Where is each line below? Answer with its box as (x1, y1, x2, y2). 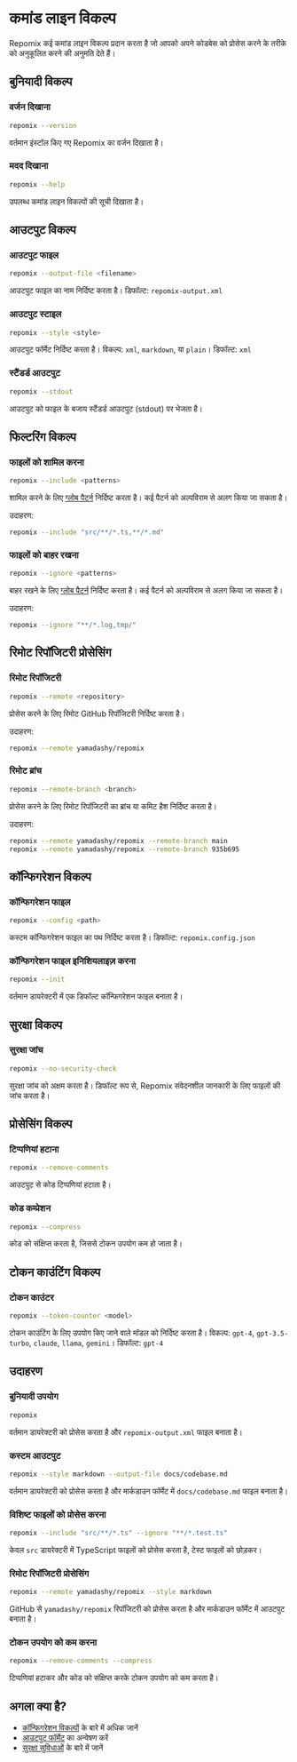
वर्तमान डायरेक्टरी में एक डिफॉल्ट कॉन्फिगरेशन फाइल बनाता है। (9, 991, 184, 1002)
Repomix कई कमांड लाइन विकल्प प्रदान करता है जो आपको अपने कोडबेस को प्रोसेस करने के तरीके (9, 37, 286, 48)
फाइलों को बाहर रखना (9, 548, 79, 561)
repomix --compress (9, 1222, 82, 1232)
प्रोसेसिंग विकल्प (9, 1117, 73, 1132)
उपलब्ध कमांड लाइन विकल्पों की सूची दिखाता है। (9, 195, 145, 207)
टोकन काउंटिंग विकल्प (9, 1264, 101, 1280)
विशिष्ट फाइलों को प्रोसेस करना (9, 1508, 106, 1520)
